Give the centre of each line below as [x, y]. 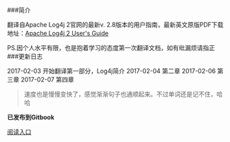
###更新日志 [25, 56]
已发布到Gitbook [31, 117]
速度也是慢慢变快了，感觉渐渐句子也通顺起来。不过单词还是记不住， [120, 94]
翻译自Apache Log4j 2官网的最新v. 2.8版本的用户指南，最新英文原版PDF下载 [115, 25]
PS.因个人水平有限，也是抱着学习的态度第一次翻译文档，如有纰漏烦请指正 [111, 48]
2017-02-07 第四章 [47, 80]
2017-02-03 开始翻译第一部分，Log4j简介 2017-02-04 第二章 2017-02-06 [112, 71]
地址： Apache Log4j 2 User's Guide [58, 33]
